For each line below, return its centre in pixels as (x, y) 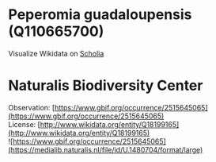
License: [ (25, 124)
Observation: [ (32, 107)
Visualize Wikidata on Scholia (56, 53)
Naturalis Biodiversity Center (106, 86)
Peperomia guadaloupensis (100, 15)
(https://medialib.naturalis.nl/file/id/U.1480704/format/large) (106, 149)
